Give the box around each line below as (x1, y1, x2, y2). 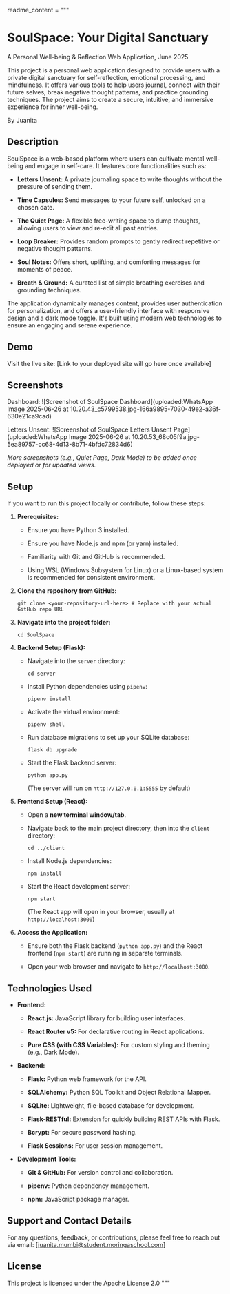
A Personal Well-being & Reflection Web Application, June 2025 (7, 52, 189, 61)
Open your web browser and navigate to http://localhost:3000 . (27, 962, 210, 971)
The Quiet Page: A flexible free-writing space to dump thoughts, (17, 216, 201, 225)
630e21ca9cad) (7, 412, 52, 421)
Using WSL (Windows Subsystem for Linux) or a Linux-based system (27, 566, 224, 574)
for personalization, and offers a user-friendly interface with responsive (7, 306, 210, 314)
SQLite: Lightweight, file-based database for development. (27, 1102, 195, 1109)
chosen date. (17, 203, 55, 211)
